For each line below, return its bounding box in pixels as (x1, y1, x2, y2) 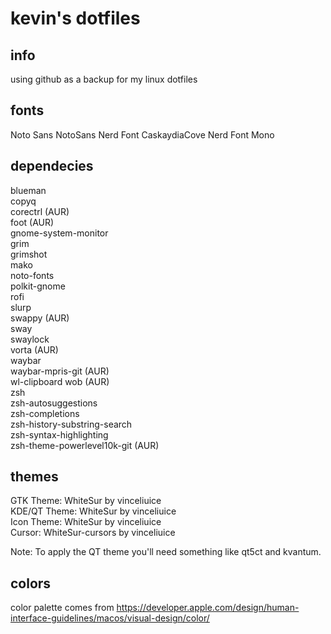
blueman (10, 184, 47, 196)
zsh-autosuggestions (10, 397, 98, 409)
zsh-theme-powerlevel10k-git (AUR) (10, 439, 160, 451)
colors (10, 575, 52, 592)
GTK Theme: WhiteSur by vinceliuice (10, 495, 162, 507)
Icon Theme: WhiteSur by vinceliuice (10, 516, 162, 528)
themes (10, 468, 59, 486)
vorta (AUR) (10, 343, 59, 356)
